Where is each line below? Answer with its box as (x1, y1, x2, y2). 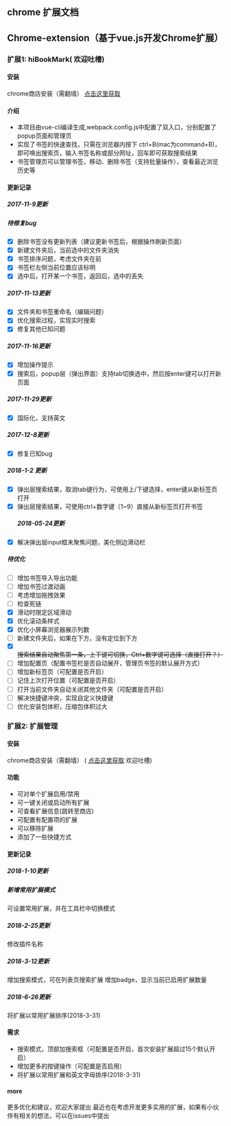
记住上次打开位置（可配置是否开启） (16, 677, 120, 685)
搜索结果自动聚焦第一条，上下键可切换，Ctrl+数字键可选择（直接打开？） (16, 650, 224, 659)
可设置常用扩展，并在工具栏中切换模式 (7, 904, 115, 912)
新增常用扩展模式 (7, 885, 56, 893)
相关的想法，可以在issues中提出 (19, 1112, 110, 1120)
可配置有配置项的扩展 (16, 816, 77, 824)
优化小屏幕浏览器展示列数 (16, 626, 90, 634)
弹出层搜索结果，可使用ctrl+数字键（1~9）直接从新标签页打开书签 (16, 502, 204, 511)
